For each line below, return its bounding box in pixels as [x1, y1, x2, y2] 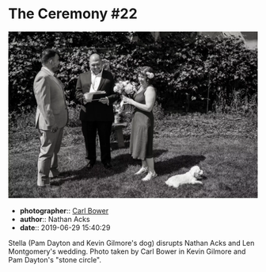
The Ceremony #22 [8, 5, 138, 23]
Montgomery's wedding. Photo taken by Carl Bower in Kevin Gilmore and [8, 247, 246, 256]
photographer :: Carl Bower [19, 205, 109, 215]
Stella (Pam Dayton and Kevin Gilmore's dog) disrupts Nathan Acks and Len [8, 238, 255, 247]
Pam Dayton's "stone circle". [8, 255, 101, 264]
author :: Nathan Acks [19, 214, 90, 224]
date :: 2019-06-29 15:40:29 [19, 223, 111, 232]
